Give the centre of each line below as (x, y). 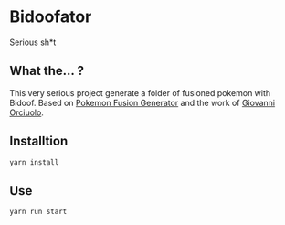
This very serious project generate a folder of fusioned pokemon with (140, 92)
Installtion (39, 141)
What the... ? (47, 71)
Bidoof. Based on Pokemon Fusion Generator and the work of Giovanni (142, 102)
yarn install (34, 162)
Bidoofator (51, 17)
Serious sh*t (33, 42)
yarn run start (38, 212)
